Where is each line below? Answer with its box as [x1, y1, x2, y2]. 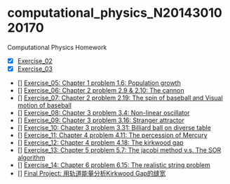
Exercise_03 [17, 65, 53, 73]
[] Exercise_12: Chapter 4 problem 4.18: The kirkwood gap [17, 138, 184, 147]
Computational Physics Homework [7, 43, 107, 51]
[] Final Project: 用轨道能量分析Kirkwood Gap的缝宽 [17, 169, 166, 178]
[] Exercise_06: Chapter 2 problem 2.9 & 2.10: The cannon [17, 86, 184, 95]
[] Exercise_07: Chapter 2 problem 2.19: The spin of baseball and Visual [17, 93, 223, 103]
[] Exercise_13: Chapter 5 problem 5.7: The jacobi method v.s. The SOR [17, 146, 222, 155]
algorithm [17, 153, 46, 162]
